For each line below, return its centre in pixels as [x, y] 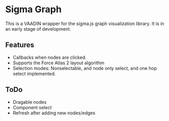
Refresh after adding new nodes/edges [54, 113]
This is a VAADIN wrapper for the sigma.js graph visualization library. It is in [85, 23]
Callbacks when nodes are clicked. [49, 57]
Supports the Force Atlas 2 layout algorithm [59, 63]
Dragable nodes [30, 102]
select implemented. [34, 74]
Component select [32, 107]
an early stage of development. [38, 29]
